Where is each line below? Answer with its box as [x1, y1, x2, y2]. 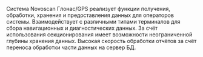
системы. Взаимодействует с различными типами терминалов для [6, 18, 181, 25]
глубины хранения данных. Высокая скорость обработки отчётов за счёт [6, 38, 197, 44]
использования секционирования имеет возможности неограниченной [6, 31, 193, 38]
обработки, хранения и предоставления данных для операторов [6, 12, 175, 19]
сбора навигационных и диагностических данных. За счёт [6, 24, 158, 32]
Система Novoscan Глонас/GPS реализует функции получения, [6, 5, 171, 12]
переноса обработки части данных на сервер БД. [6, 44, 136, 51]
